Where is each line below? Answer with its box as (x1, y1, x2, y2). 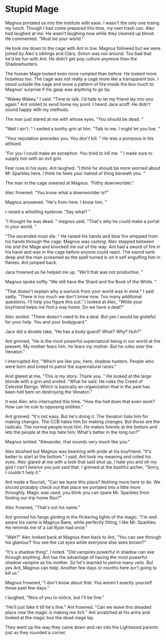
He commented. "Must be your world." (5, 36, 84, 42)
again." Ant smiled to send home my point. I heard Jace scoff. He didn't (5, 101, 151, 107)
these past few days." (5, 585, 50, 590)
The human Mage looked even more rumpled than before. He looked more (5, 70, 157, 76)
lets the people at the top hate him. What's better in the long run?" (5, 429, 140, 435)
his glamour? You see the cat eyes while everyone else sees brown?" (5, 539, 146, 545)
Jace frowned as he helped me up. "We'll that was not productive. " (5, 269, 144, 275)
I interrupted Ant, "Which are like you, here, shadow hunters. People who (5, 358, 154, 364)
